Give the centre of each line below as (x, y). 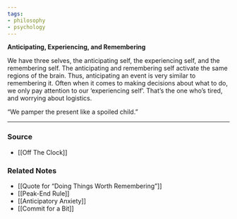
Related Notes (32, 170)
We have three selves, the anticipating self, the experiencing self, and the (114, 61)
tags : (15, 14)
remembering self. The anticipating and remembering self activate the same (117, 69)
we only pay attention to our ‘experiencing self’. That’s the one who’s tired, (115, 91)
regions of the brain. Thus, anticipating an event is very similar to (102, 76)
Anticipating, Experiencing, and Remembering (77, 47)
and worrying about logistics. (50, 98)
